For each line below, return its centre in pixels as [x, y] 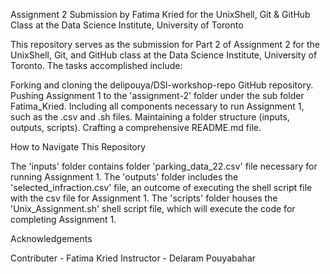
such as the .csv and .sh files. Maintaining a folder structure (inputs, [150, 117]
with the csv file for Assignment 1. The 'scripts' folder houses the [144, 198]
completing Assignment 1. [63, 219]
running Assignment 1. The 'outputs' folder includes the [124, 177]
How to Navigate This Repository [78, 147]
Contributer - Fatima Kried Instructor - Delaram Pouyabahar [133, 258]
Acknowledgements [51, 238]
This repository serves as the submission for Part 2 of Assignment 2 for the [165, 44]
